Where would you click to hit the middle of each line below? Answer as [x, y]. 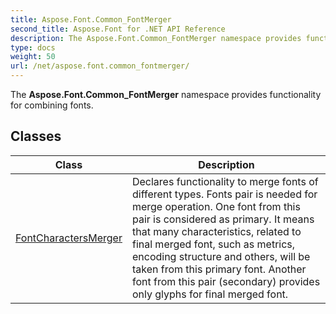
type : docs [33, 47]
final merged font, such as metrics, [213, 244]
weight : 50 [33, 57]
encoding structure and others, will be [221, 256]
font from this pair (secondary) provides [226, 281]
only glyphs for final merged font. [210, 294]
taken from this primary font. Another [219, 269]
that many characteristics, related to [216, 231]
